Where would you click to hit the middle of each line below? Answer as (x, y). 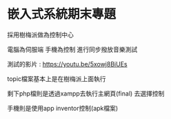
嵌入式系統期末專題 (62, 14)
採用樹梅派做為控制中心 (40, 35)
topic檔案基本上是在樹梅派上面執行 (57, 79)
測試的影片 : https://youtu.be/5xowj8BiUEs (67, 64)
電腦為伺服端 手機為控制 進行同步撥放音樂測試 (72, 49)
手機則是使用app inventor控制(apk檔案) (63, 108)
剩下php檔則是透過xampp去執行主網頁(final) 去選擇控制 (86, 93)
